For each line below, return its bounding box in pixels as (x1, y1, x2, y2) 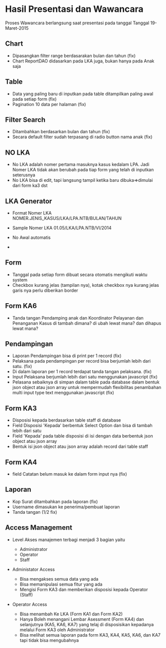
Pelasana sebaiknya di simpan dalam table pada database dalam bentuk (12, 379, 160, 385)
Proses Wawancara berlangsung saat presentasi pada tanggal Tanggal (5, 20, 150, 26)
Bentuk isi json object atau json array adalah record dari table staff (12, 443, 148, 449)
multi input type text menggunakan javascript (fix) (12, 390, 114, 396)
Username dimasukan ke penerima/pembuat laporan (12, 504, 120, 510)
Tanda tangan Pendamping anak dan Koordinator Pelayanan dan (12, 315, 144, 321)
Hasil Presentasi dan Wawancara (5, 3, 144, 15)
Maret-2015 (5, 25, 29, 31)
